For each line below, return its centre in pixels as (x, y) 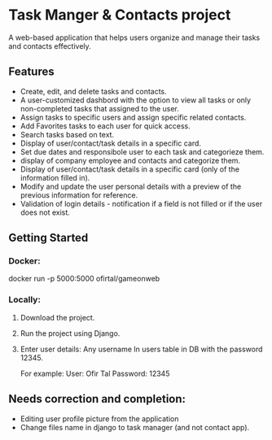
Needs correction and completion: (97, 399)
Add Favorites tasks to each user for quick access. (105, 126)
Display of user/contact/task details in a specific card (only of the (130, 169)
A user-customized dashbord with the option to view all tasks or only (135, 100)
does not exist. (45, 212)
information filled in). (55, 177)
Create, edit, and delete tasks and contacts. (93, 91)
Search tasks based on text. (67, 134)
